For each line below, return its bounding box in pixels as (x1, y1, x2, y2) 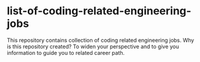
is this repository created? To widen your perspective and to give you (7, 43, 179, 50)
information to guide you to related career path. (7, 49, 125, 56)
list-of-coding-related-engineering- (7, 4, 192, 18)
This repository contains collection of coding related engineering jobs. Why (7, 36, 195, 44)
